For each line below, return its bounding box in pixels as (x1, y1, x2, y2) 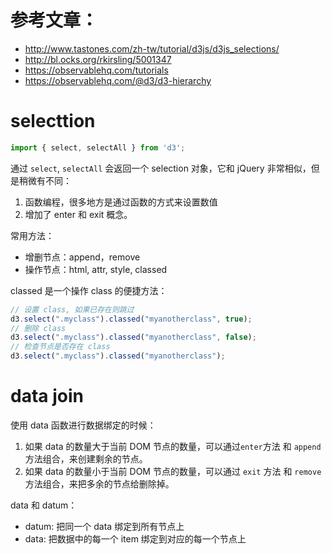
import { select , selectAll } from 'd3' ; (10, 142, 186, 153)
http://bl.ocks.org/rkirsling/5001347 (24, 53, 172, 65)
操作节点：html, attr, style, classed (24, 263, 168, 275)
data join (10, 385, 84, 408)
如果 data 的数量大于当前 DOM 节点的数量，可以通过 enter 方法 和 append (24, 440, 322, 452)
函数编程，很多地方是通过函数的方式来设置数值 (24, 196, 218, 208)
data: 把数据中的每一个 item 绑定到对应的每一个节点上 (24, 532, 247, 545)
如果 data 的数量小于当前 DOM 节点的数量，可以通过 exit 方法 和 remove (24, 465, 322, 477)
